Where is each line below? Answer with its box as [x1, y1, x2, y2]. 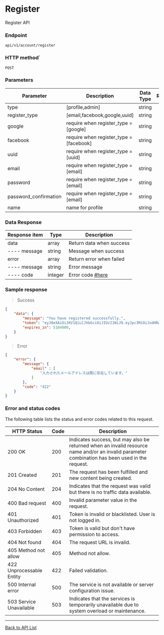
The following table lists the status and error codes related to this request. [5, 416, 154, 422]
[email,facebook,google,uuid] [66, 112, 134, 118]
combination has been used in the [69, 454, 147, 461]
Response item [7, 232, 43, 238]
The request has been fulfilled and [69, 469, 148, 475]
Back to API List [5, 624, 37, 630]
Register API [5, 20, 30, 25]
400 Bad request [7, 499, 46, 506]
